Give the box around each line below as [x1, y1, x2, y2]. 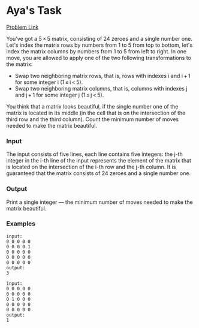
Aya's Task [6, 4, 62, 17]
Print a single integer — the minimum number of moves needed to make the [6, 198, 193, 206]
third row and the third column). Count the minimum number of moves [6, 115, 179, 123]
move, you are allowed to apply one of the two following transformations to [6, 54, 192, 61]
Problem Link [6, 23, 39, 31]
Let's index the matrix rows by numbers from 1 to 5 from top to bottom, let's [6, 41, 193, 49]
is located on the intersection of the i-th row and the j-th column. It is [6, 163, 176, 171]
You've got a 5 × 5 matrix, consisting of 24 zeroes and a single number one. [6, 35, 193, 42]
